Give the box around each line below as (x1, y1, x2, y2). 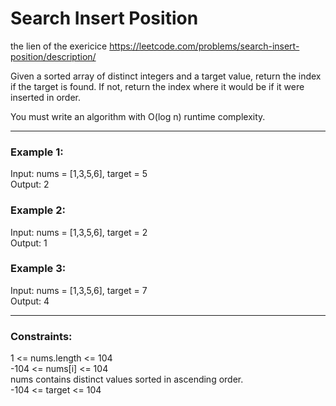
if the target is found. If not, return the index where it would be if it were (10, 80, 305, 92)
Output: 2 (10, 178, 50, 191)
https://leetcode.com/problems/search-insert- (109, 40, 300, 52)
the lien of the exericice (10, 40, 108, 52)
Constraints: (10, 329, 73, 343)
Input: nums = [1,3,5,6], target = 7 (10, 284, 148, 296)
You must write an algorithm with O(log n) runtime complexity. (10, 110, 266, 122)
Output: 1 (10, 237, 48, 249)
